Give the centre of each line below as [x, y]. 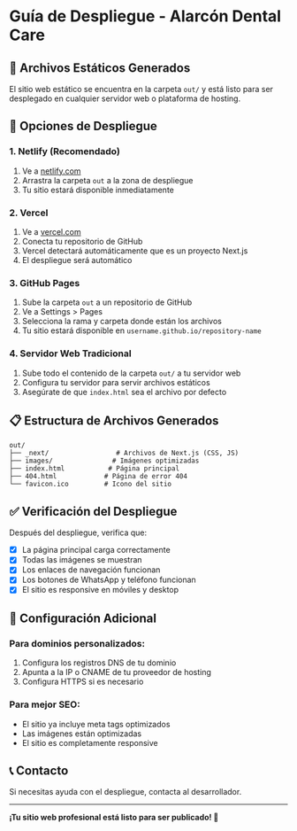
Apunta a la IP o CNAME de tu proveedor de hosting [117, 672]
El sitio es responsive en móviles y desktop [100, 590]
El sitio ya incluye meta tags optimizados [96, 724]
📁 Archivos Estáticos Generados [100, 68]
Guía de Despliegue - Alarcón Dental [145, 16]
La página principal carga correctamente [96, 550]
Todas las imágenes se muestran [82, 560]
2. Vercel [29, 213]
